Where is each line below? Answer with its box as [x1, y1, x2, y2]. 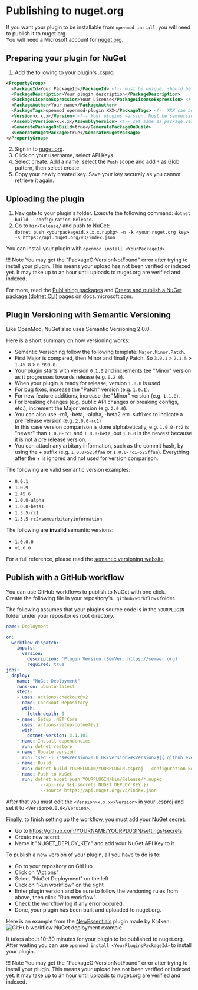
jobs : [6, 667, 19, 673]
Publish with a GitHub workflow [6, 572, 124, 582]
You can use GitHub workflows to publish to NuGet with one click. [6, 588, 166, 595]
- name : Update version [16, 749, 75, 755]
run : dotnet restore [21, 744, 72, 750]
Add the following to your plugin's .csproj [14, 69, 115, 76]
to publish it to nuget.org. [6, 29, 68, 37]
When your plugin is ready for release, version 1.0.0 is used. [14, 380, 162, 386]
